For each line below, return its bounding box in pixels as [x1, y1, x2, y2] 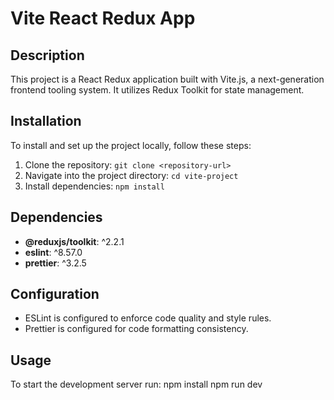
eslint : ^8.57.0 [24, 246, 83, 258]
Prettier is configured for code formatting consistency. [24, 323, 249, 335]
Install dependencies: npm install [24, 180, 165, 192]
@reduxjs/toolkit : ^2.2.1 [24, 235, 125, 247]
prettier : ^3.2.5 [24, 257, 87, 269]
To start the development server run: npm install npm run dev [10, 378, 263, 391]
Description [10, 47, 85, 64]
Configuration [10, 286, 100, 303]
